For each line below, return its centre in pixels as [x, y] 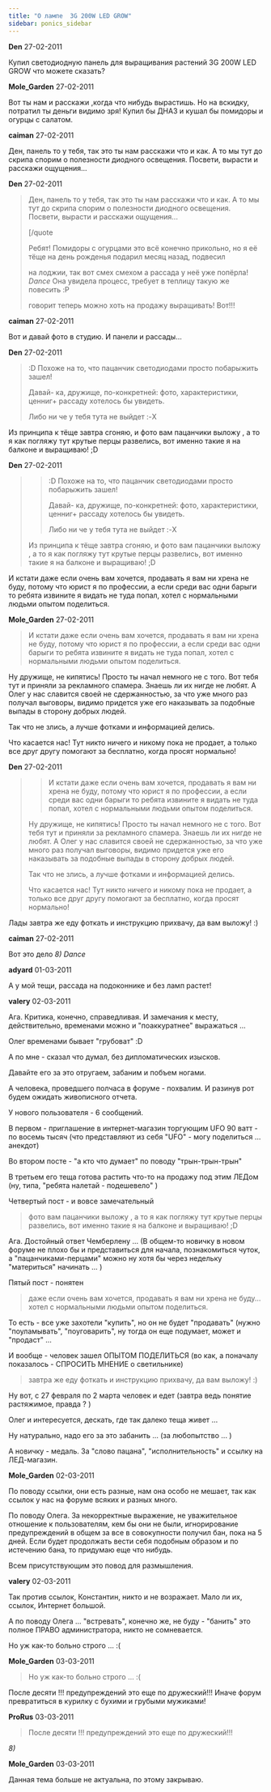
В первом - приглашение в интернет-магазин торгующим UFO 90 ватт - [133, 1128]
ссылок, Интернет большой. [57, 1605]
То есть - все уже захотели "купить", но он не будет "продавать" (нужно [134, 1322]
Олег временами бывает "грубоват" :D [76, 1041]
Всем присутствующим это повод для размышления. [101, 1565]
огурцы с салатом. [41, 119]
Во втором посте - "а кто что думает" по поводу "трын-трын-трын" [125, 1161]
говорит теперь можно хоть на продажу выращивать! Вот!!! [131, 305]
